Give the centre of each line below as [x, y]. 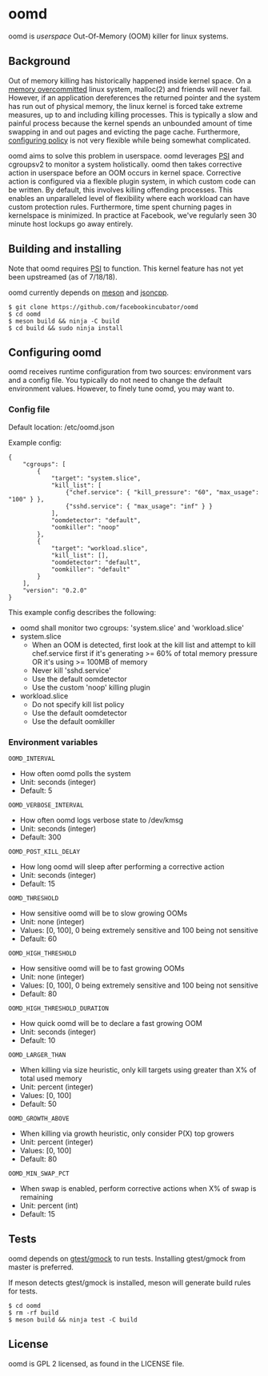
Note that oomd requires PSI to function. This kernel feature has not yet [126, 268]
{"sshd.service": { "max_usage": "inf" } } [139, 506]
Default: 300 [40, 837]
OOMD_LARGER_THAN [37, 1055]
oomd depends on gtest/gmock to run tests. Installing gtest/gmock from [127, 1258]
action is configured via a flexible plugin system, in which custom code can [132, 181]
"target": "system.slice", [96, 478]
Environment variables [53, 742]
